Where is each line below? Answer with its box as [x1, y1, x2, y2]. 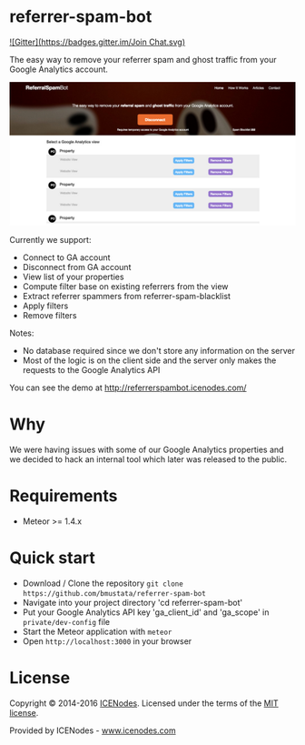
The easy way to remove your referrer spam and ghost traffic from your [9, 54, 277, 65]
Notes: [9, 327, 34, 338]
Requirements [9, 486, 118, 507]
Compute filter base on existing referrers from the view [22, 280, 229, 292]
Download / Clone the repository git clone [22, 578, 183, 589]
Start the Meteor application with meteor [22, 626, 172, 637]
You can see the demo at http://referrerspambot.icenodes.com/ [9, 382, 247, 393]
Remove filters [22, 309, 77, 320]
